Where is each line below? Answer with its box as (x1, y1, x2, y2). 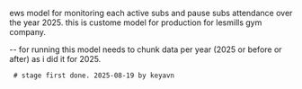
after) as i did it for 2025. (9, 54, 102, 64)
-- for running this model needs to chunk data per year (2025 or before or (9, 44, 282, 55)
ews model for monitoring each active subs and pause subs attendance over (9, 8, 293, 18)
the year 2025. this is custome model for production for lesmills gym (9, 17, 262, 28)
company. (9, 27, 47, 37)
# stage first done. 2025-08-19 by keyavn (13, 71, 175, 80)
